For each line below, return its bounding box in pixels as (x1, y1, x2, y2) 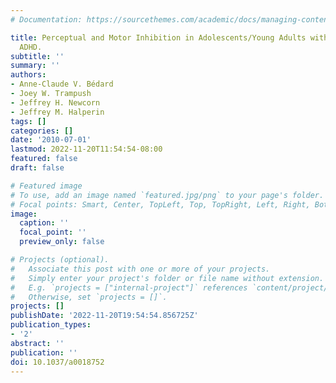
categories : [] (10, 126, 74, 136)
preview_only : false (19, 237, 105, 247)
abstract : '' (10, 338, 65, 348)
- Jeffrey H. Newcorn (10, 97, 101, 108)
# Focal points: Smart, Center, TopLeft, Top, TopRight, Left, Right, (10, 199, 311, 210)
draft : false (10, 163, 65, 173)
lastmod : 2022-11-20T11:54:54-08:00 (10, 144, 163, 155)
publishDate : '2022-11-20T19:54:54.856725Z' (10, 311, 199, 321)
